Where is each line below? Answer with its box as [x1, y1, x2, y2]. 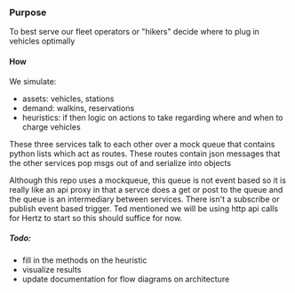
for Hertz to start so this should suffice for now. [9, 212, 183, 223]
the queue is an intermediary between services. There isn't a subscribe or [9, 194, 280, 204]
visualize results [21, 265, 82, 275]
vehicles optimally [9, 36, 76, 46]
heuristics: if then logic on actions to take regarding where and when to [21, 112, 283, 123]
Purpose [9, 6, 47, 19]
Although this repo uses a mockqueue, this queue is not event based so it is [9, 175, 287, 186]
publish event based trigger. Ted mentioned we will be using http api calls [9, 202, 278, 214]
